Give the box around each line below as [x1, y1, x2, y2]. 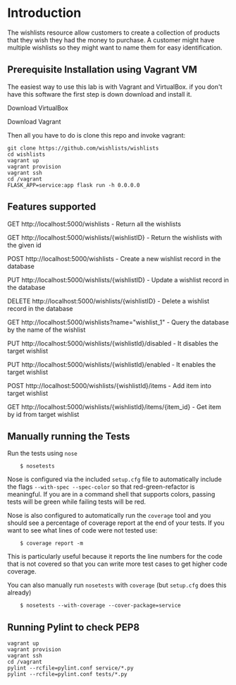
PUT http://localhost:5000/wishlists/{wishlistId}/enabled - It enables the [7, 360, 216, 368]
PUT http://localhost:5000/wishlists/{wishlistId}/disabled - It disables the [7, 339, 218, 347]
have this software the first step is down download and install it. [7, 90, 192, 98]
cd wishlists [7, 150, 46, 158]
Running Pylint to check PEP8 [7, 621, 139, 633]
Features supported [7, 201, 97, 213]
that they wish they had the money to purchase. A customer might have [7, 35, 215, 44]
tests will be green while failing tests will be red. [7, 497, 147, 506]
